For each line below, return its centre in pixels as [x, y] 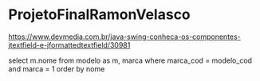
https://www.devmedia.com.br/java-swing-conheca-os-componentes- [124, 37]
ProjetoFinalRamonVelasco [100, 15]
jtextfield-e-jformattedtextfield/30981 [69, 44]
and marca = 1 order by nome [57, 68]
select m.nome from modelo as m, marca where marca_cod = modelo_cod [130, 60]
